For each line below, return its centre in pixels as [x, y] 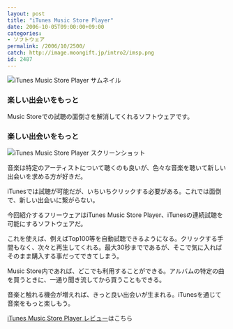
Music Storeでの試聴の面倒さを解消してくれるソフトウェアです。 [100, 117]
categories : [24, 33]
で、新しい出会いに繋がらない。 [53, 200]
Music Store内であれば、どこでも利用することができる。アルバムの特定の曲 [116, 271]
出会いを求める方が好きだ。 [47, 176]
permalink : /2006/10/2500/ [46, 46]
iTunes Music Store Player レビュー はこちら [70, 318]
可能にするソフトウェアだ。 [47, 224]
